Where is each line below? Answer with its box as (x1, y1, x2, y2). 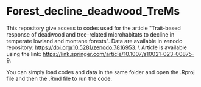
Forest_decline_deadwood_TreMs (6, 4, 180, 18)
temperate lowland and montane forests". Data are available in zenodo (6, 37, 183, 44)
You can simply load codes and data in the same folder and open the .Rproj (6, 68, 195, 75)
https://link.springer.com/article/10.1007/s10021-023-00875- (42, 50, 195, 57)
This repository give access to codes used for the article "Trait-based (6, 24, 181, 32)
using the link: (6, 50, 41, 57)
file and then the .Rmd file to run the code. (6, 75, 113, 82)
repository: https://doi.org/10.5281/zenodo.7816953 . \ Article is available (6, 44, 187, 51)
